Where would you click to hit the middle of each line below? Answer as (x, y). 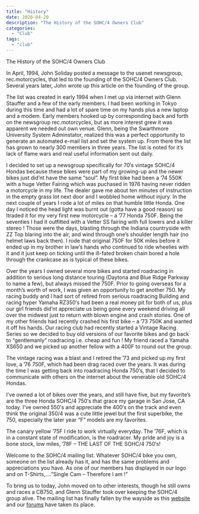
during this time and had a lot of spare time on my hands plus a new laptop (97, 110)
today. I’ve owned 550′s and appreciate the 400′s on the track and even (94, 407)
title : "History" (28, 12)
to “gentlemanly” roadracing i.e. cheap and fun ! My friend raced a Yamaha (98, 340)
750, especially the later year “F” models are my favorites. (77, 420)
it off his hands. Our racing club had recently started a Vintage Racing (91, 327)
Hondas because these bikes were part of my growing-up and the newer (95, 171)
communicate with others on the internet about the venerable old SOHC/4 (96, 377)
